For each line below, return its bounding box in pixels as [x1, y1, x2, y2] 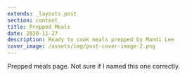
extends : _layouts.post [7, 10, 77, 17]
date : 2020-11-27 [7, 29, 58, 37]
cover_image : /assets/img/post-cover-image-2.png [7, 43, 156, 50]
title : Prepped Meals [7, 23, 71, 30]
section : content [7, 17, 58, 24]
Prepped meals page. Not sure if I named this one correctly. [7, 62, 181, 70]
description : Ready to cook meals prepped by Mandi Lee [7, 36, 174, 43]
